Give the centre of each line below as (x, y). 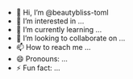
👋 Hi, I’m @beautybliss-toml (62, 12)
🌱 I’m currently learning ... (59, 29)
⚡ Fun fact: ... (38, 68)
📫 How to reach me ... (53, 47)
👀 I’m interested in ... (50, 21)
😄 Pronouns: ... (42, 59)
